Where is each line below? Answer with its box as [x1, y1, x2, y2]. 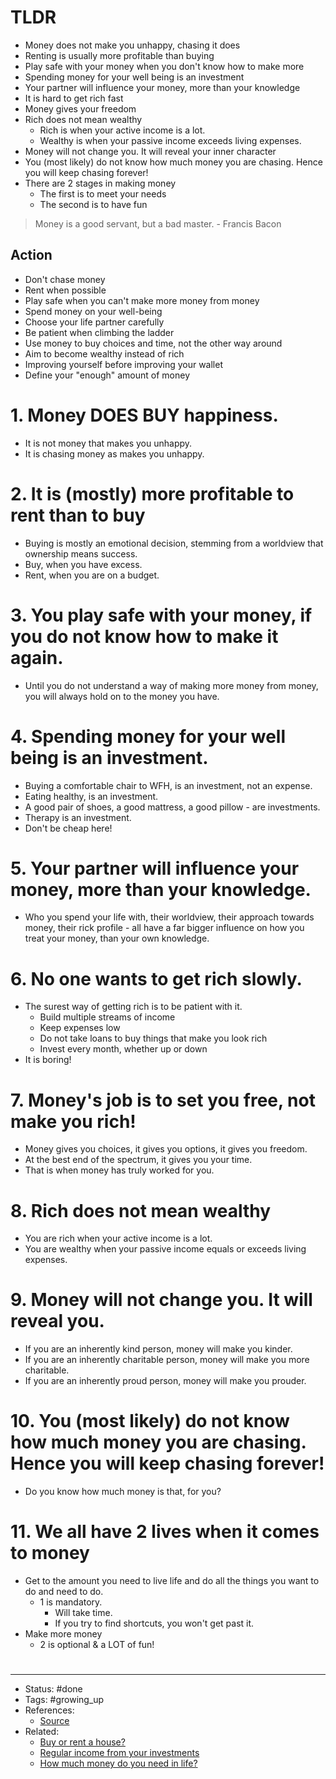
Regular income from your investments [39, 1747, 200, 1759]
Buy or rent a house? [39, 1736, 126, 1748]
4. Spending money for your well [10, 725, 287, 748]
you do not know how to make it [10, 625, 279, 648]
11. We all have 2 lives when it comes [10, 1521, 320, 1543]
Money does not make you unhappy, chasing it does [24, 39, 241, 51]
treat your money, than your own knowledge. [24, 932, 210, 945]
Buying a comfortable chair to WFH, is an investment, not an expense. [24, 779, 313, 791]
